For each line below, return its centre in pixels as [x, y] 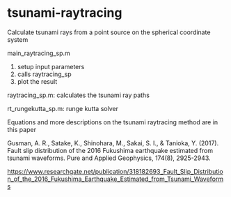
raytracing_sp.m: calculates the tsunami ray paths [78, 95]
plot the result [37, 81]
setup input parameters [51, 66]
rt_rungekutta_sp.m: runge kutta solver [63, 108]
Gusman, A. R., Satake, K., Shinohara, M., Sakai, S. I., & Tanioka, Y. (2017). [113, 143]
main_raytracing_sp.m [39, 53]
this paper [22, 129]
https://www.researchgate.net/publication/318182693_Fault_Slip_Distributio [115, 171]
